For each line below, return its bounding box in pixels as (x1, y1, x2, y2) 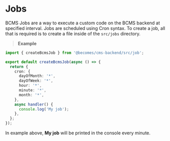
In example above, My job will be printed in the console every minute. (5, 130, 151, 136)
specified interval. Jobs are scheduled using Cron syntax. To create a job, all (5, 25, 165, 31)
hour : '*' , (18, 83, 42, 88)
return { (10, 64, 28, 69)
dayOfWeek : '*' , (18, 78, 53, 84)
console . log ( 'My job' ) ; (18, 107, 70, 112)
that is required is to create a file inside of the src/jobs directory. (5, 30, 141, 37)
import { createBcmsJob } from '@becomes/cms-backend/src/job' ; (5, 50, 144, 55)
